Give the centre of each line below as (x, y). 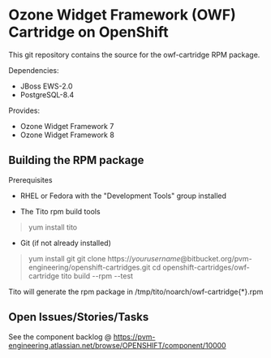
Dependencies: (34, 70)
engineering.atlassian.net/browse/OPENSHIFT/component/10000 (117, 345)
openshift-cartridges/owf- (206, 267)
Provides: (24, 110)
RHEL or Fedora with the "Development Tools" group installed (123, 196)
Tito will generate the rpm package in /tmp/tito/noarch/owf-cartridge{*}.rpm (136, 291)
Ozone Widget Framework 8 (67, 135)
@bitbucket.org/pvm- (217, 258)
